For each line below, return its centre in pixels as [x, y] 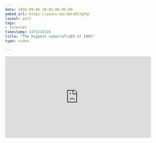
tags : [10, 23]
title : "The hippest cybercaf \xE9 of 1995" [50, 37]
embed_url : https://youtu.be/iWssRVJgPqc [48, 14]
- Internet [16, 28]
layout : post [18, 18]
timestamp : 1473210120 [28, 32]
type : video [17, 41]
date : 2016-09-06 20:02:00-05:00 [39, 9]
